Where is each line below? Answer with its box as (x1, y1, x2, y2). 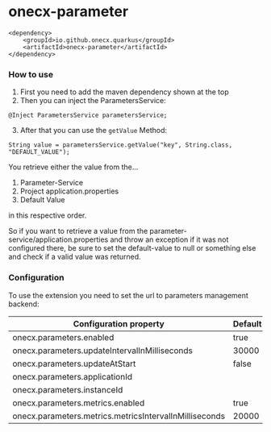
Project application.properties (19, 186, 119, 196)
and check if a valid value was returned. (8, 252, 141, 262)
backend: (8, 299, 40, 309)
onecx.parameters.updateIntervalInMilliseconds (12, 345, 194, 356)
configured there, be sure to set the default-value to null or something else (8, 243, 256, 253)
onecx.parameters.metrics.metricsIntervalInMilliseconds (12, 410, 226, 422)
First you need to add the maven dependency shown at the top (19, 87, 230, 97)
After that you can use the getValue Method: (19, 126, 168, 135)
